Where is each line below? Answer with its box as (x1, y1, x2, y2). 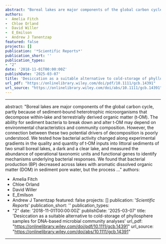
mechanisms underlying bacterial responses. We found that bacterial (5, 156, 146, 162)
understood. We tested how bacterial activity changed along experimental (5, 135, 156, 141)
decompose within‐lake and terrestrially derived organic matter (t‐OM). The (5, 114, 158, 120)
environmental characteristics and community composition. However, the (5, 124, 154, 130)
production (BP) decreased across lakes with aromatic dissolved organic (5, 161, 153, 167)
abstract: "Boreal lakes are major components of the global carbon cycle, (5, 103, 154, 109)
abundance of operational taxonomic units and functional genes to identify (5, 151, 157, 157)
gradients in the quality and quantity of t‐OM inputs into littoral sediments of (5, 140, 160, 146)
